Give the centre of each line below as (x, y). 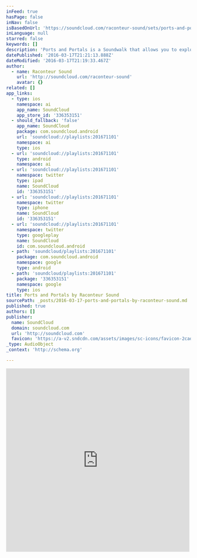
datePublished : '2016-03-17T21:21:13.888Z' (60, 55)
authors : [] (21, 312)
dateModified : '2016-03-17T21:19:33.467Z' (59, 60)
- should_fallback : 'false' (46, 121)
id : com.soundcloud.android (51, 246)
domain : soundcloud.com (40, 328)
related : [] (21, 88)
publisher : (19, 317)
